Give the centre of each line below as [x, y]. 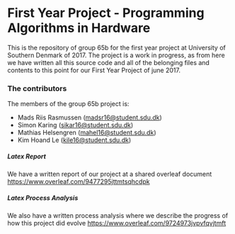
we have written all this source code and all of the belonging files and [109, 62]
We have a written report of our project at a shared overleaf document [110, 174]
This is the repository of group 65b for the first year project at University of [117, 47]
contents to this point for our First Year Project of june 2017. [94, 70]
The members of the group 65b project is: [68, 104]
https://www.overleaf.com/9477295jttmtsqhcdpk [79, 182]
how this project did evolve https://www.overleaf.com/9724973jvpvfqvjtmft [117, 223]
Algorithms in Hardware [79, 28]
